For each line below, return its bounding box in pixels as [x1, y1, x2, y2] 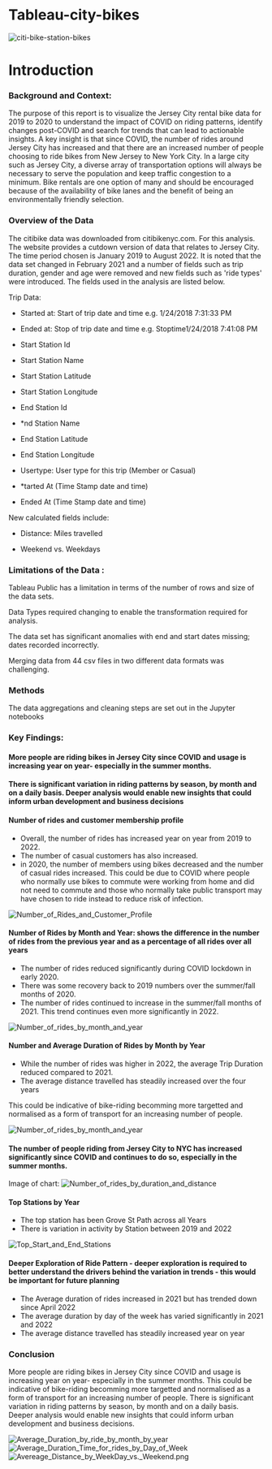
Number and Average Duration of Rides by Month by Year [8, 1041, 205, 1051]
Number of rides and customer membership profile [8, 815, 184, 825]
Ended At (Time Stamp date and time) [19, 497, 146, 507]
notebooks [8, 712, 45, 722]
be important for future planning [8, 1276, 120, 1285]
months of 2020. [19, 989, 76, 999]
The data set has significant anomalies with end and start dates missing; [8, 632, 250, 642]
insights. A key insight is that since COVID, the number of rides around [8, 134, 244, 144]
